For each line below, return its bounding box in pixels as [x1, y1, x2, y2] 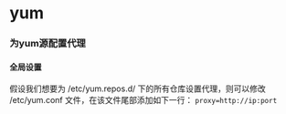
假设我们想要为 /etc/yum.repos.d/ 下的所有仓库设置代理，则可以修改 [9, 83, 267, 94]
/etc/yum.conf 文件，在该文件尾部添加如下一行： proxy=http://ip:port [9, 95, 278, 106]
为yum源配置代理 [9, 37, 87, 50]
